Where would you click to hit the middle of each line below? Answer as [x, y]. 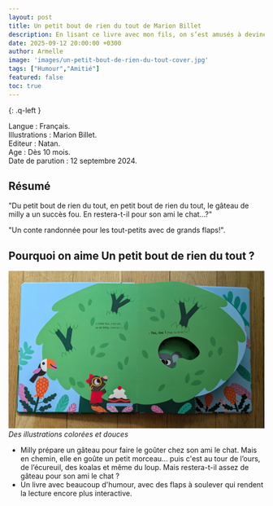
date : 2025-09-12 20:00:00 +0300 [65, 43]
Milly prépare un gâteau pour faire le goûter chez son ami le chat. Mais [139, 450]
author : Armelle [36, 52]
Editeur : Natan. [35, 143]
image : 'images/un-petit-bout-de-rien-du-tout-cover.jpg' [108, 60]
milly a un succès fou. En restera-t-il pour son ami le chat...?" [110, 214]
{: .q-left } [25, 110]
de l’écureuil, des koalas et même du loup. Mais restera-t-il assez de [134, 468]
